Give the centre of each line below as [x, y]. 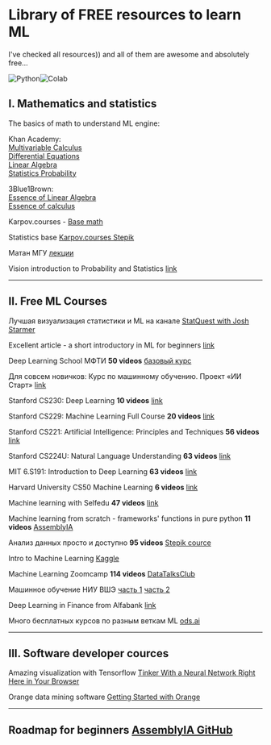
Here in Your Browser [44, 681]
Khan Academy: [35, 139]
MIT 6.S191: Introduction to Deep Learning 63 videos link [103, 471]
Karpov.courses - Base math [56, 221]
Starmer [22, 329]
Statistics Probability [42, 173]
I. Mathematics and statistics [83, 104]
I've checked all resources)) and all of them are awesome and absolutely [129, 54]
